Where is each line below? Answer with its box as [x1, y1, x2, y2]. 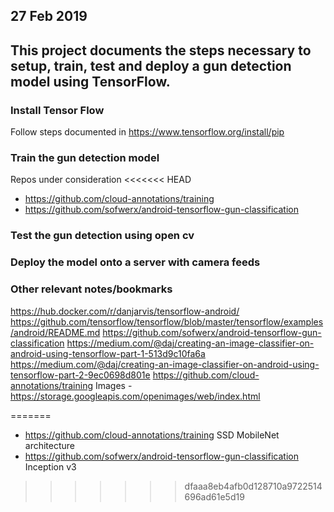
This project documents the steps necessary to [10, 42, 312, 59]
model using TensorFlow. [10, 73, 171, 90]
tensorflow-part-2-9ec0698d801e [10, 369, 151, 381]
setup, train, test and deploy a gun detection [10, 57, 292, 74]
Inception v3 [24, 460, 77, 473]
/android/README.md [10, 326, 101, 338]
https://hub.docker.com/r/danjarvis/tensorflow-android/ [10, 305, 240, 317]
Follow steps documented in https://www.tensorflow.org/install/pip [10, 126, 285, 138]
